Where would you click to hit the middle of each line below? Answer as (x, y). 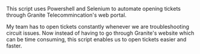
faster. (14, 46)
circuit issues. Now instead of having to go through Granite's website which (100, 33)
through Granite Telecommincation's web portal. (66, 15)
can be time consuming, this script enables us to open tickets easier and (96, 39)
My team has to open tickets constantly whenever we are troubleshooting (98, 27)
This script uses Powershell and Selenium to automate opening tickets (94, 9)
